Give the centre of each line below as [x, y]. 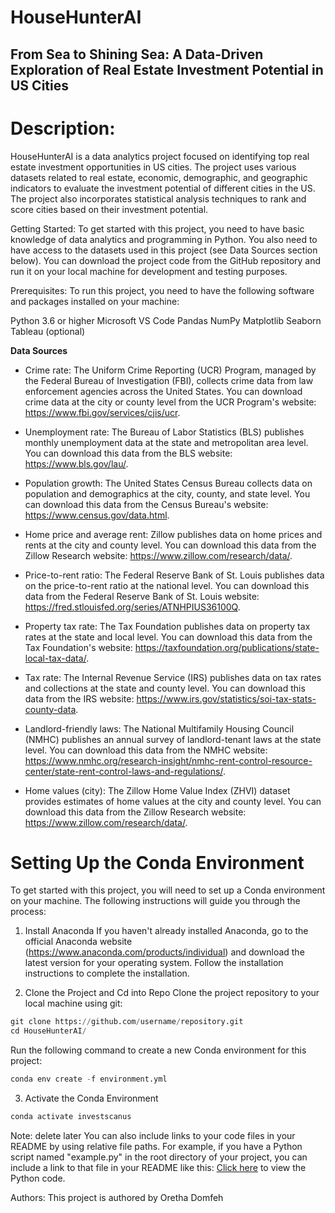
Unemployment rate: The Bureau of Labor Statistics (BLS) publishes [164, 432]
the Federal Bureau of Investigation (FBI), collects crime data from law [169, 380]
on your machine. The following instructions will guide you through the [155, 901]
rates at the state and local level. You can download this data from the [168, 637]
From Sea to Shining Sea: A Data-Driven [137, 54]
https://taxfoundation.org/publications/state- [227, 647]
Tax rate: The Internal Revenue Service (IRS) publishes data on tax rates [173, 677]
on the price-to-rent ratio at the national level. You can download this [167, 585]
